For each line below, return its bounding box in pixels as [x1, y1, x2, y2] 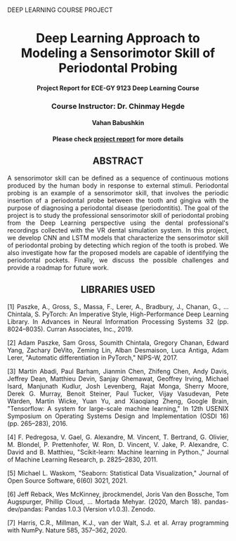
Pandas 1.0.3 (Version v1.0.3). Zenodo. [44, 504, 156, 513]
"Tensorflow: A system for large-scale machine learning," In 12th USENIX [7, 404, 229, 412]
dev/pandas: [7, 504, 44, 513]
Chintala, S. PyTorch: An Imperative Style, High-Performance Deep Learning [7, 310, 229, 318]
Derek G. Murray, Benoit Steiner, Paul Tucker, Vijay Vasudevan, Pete [7, 389, 229, 398]
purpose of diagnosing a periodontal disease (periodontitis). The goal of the [7, 203, 229, 212]
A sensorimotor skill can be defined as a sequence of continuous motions [7, 174, 229, 182]
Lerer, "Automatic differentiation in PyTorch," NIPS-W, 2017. [7, 353, 178, 362]
